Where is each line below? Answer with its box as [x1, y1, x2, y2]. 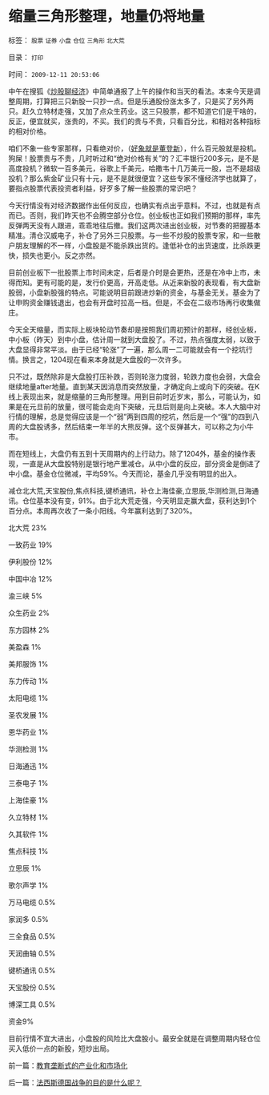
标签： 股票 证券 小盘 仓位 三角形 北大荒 [8, 35, 126, 45]
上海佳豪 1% [8, 795, 49, 805]
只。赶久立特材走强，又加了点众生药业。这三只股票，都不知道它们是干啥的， [8, 106, 261, 116]
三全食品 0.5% [8, 931, 56, 941]
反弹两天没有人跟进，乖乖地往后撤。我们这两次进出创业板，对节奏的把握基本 [8, 220, 261, 230]
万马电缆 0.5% [8, 897, 56, 907]
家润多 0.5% [8, 914, 50, 924]
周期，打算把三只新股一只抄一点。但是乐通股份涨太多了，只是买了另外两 [14, 96, 254, 106]
